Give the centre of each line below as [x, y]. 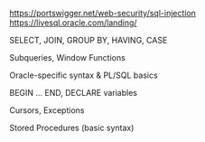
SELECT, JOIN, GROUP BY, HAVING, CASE [89, 40]
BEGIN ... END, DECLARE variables [74, 93]
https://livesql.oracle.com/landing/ [73, 23]
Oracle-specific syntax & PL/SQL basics [84, 75]
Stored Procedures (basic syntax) [72, 128]
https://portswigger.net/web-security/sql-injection [103, 13]
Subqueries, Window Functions [68, 57]
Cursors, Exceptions [47, 110]
